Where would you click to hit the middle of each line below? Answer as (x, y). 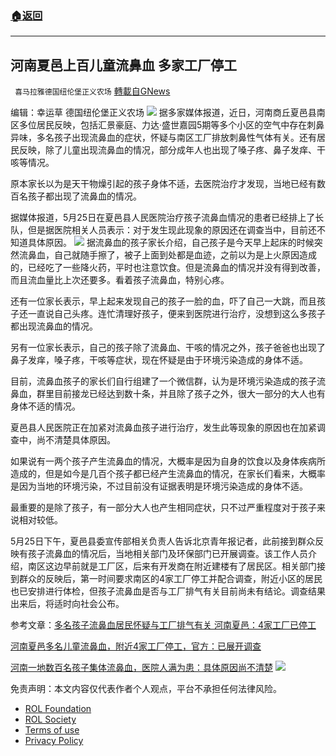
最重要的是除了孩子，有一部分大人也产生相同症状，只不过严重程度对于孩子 (163, 508)
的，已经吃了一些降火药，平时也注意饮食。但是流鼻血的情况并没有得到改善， (168, 268)
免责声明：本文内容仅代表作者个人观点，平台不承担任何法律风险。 (146, 689)
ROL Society (50, 719)
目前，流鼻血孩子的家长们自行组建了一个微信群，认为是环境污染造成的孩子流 (168, 381)
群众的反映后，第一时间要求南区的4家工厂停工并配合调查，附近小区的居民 (170, 579)
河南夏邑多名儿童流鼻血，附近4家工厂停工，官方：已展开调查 (136, 646)
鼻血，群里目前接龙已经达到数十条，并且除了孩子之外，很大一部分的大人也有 (168, 394)
